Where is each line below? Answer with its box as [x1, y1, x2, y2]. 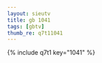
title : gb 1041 [7, 17, 51, 24]
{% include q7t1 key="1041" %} [7, 48, 95, 57]
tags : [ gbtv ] [7, 23, 45, 30]
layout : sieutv [7, 10, 51, 17]
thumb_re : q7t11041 [7, 29, 63, 37]
